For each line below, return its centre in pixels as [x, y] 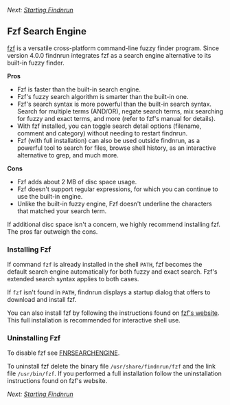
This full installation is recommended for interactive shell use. [94, 320]
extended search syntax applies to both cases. [73, 279]
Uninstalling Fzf [34, 338]
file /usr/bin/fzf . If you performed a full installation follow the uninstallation [114, 373]
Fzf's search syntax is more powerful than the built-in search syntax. [114, 104]
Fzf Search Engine [47, 31]
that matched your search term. [62, 211]
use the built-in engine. [50, 196]
